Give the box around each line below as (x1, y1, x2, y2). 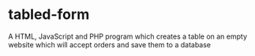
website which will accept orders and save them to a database (8, 39, 212, 49)
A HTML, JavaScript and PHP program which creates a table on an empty (8, 32, 247, 41)
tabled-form (8, 6, 90, 24)
